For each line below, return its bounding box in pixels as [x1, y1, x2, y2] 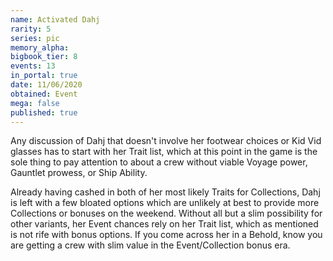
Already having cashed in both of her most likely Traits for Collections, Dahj [10, 186, 321, 198]
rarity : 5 [10, 24, 52, 34]
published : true [10, 107, 78, 118]
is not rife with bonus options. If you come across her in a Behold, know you [10, 229, 323, 241]
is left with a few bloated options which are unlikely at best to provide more [10, 197, 320, 209]
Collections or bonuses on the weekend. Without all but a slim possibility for [10, 207, 323, 220]
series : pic [10, 33, 60, 43]
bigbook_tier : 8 [10, 52, 78, 62]
